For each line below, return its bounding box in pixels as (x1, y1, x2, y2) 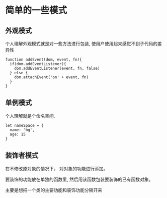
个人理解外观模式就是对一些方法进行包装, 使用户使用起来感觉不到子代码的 (5, 41, 157, 46)
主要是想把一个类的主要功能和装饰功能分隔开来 (5, 187, 102, 193)
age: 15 (10, 132, 26, 137)
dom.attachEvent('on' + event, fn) (14, 75, 89, 80)
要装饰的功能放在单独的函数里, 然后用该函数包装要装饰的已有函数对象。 (5, 176, 153, 182)
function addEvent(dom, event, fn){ (5, 57, 82, 62)
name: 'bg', (10, 127, 35, 132)
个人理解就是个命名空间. (5, 113, 55, 119)
